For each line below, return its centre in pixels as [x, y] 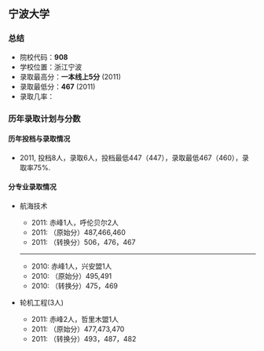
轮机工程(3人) [42, 303]
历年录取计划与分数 [44, 119]
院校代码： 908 [44, 57]
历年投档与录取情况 [39, 139]
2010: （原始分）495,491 [71, 276]
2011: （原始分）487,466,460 [78, 232]
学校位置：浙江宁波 [51, 67]
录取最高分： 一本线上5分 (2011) [70, 76]
